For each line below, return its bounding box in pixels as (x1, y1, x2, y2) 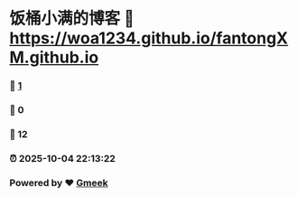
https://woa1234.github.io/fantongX (9, 28, 289, 49)
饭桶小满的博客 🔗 (9, 8, 135, 29)
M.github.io (9, 47, 99, 68)
